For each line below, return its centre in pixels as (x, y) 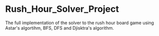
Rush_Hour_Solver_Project (62, 9)
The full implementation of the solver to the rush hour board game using (80, 23)
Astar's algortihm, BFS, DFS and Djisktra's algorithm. (60, 28)
